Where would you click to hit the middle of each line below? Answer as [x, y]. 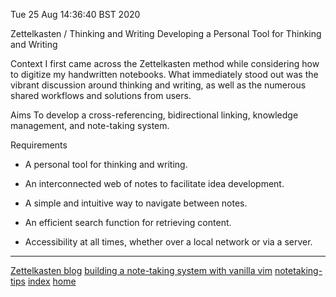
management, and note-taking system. [90, 125]
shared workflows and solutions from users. [101, 95]
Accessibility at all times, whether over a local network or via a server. [168, 242]
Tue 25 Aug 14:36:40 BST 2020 [75, 14]
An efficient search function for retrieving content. [128, 222]
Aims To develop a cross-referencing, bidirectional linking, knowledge [154, 115]
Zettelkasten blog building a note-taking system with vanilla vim [141, 270]
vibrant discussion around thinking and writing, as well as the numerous [158, 85]
